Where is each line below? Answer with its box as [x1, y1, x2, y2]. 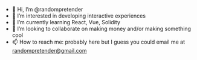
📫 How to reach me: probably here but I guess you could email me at [11, 38, 186, 45]
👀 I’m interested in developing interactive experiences [11, 12, 146, 19]
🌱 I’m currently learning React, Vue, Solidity [11, 19, 121, 25]
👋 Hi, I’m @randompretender [11, 6, 83, 13]
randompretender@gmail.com [11, 47, 87, 54]
